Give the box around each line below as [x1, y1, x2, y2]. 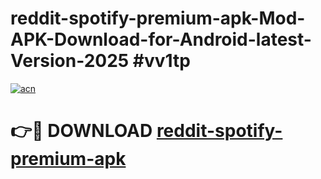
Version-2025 [10, 50, 130, 72]
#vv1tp [132, 50, 191, 72]
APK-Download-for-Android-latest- [10, 28, 312, 51]
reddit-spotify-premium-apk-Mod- [10, 7, 306, 30]
